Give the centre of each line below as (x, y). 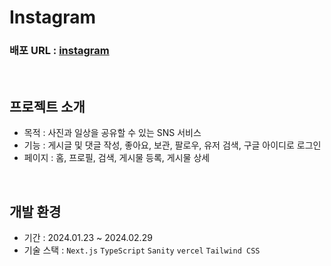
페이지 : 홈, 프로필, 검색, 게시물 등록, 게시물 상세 (117, 158)
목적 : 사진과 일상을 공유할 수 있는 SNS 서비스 (112, 133)
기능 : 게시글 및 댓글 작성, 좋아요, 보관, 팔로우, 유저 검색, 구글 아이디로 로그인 (172, 145)
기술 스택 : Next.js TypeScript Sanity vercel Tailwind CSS (142, 250)
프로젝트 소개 (47, 106)
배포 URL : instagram (59, 51)
